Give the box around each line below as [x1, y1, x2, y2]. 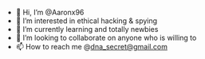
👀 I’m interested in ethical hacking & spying [15, 16, 158, 26]
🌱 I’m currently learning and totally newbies [15, 25, 159, 33]
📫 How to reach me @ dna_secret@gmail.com [15, 42, 168, 51]
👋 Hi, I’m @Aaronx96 [15, 8, 85, 17]
